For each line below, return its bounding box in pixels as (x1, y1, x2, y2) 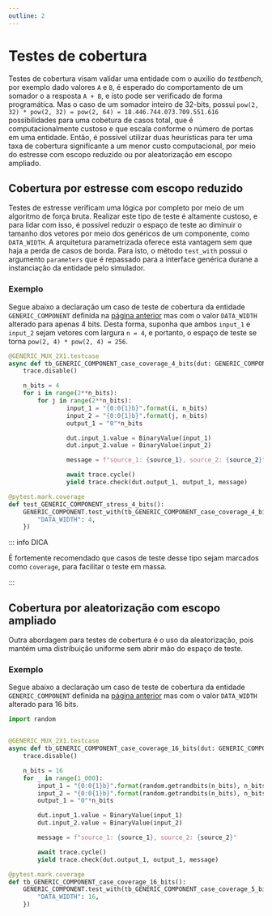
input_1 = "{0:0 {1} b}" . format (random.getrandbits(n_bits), (37, 782, 241, 790)
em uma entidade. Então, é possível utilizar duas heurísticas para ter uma (8, 132, 253, 142)
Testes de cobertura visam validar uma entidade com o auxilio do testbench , (8, 74, 264, 83)
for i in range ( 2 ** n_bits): (23, 390, 117, 398)
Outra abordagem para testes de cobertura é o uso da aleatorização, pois (8, 635, 254, 645)
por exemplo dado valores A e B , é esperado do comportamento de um (8, 82, 244, 92)
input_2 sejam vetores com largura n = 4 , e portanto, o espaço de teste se (8, 327, 257, 337)
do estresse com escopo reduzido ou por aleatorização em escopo (8, 149, 232, 159)
